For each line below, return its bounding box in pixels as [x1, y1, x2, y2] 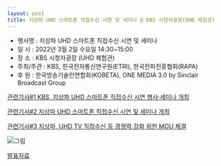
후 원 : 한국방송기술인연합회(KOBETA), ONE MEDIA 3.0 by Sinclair [17, 70, 199, 79]
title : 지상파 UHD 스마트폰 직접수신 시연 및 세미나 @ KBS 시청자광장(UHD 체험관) [7, 17, 215, 23]
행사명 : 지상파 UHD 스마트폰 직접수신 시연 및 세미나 [17, 36, 157, 45]
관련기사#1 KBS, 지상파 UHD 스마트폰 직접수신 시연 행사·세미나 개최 [7, 92, 190, 101]
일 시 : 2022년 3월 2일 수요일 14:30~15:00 [17, 45, 133, 53]
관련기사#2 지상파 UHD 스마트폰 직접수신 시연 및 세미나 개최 [7, 107, 171, 116]
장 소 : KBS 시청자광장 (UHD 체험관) [17, 53, 115, 62]
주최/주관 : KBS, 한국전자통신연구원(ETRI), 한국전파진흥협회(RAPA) [17, 62, 198, 70]
